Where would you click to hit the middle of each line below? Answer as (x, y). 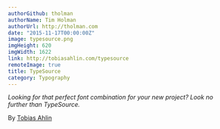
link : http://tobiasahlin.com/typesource (68, 59)
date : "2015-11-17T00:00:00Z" (52, 33)
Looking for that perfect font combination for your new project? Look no (111, 97)
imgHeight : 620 (30, 46)
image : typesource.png (40, 39)
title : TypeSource (34, 71)
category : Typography (39, 78)
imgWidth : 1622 (30, 52)
